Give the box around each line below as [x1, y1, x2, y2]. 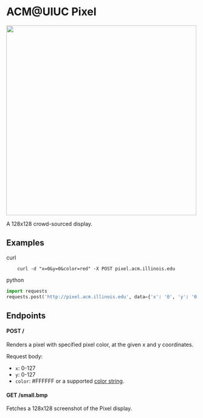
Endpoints [6, 310, 46, 321]
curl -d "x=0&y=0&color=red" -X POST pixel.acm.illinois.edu [17, 266, 175, 272]
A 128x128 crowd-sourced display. [6, 220, 93, 227]
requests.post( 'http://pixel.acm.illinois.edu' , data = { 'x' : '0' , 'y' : [6, 293, 189, 300]
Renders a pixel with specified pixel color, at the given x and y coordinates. [6, 341, 194, 348]
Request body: [6, 353, 43, 360]
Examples [6, 238, 44, 248]
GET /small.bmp [6, 391, 48, 399]
